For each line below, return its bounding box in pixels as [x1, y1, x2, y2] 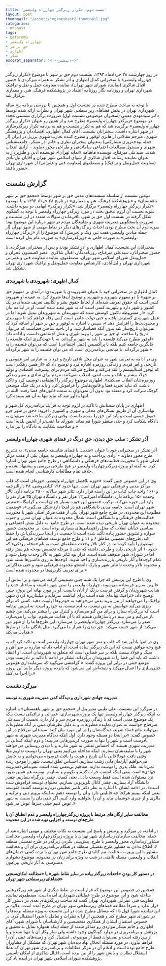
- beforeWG [5, 35, 28, 40]
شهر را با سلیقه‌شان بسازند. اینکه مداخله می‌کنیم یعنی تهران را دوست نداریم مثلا [5, 747, 152, 753]
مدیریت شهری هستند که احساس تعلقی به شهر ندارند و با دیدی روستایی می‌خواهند [5, 742, 155, 748]
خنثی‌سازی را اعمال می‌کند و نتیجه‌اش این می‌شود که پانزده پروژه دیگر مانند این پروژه [5, 664, 161, 670]
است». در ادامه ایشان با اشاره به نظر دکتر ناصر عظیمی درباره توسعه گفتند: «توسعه [5, 784, 159, 790]
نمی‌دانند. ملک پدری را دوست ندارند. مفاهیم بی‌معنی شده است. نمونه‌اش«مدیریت [5, 763, 154, 769]
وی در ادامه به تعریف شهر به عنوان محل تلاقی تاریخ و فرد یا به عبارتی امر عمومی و [5, 356, 157, 362]
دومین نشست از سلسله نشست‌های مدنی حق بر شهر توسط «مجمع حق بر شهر [5, 192, 150, 198]
